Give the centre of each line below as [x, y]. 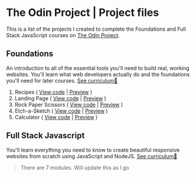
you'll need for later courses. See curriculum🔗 [62, 80]
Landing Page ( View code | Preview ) [60, 98]
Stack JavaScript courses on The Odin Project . [63, 35]
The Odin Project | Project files [83, 13]
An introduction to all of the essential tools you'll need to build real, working [98, 68]
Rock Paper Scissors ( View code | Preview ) [69, 104]
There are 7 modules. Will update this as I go [75, 168]
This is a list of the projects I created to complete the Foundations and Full [96, 29]
